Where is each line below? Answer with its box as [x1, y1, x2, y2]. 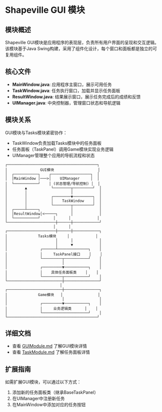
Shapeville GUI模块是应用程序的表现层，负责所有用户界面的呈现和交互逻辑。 [5, 40, 159, 45]
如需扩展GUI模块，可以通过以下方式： [5, 379, 82, 385]
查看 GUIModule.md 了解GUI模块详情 [12, 343, 87, 349]
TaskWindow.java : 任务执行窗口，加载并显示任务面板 [12, 87, 121, 93]
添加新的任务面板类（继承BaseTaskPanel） [12, 389, 99, 395]
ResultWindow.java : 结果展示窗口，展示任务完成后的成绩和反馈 [12, 94, 141, 100]
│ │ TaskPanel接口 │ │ [5, 251, 103, 257]
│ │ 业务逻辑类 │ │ [5, 306, 98, 311]
